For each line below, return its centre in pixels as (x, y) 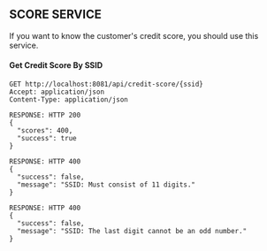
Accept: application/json (57, 92)
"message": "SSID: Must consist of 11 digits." (107, 185)
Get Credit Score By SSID (56, 65)
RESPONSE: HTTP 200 (45, 115)
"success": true (47, 139)
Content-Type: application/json (69, 100)
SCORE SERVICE (55, 15)
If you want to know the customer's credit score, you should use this (134, 35)
